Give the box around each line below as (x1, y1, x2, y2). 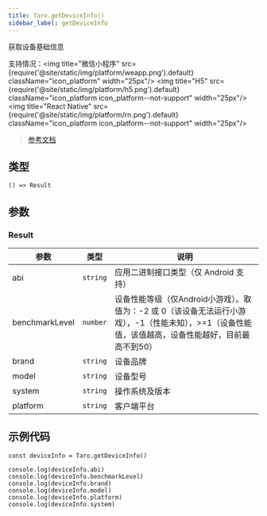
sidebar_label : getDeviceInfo (8, 19, 109, 27)
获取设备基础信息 (8, 41, 64, 52)
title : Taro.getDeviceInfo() (8, 11, 105, 20)
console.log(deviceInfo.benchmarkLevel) (8, 472, 145, 480)
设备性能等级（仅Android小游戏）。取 (114, 294, 252, 304)
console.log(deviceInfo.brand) (8, 479, 112, 487)
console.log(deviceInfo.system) (8, 500, 115, 508)
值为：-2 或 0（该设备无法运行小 (114, 306, 238, 316)
